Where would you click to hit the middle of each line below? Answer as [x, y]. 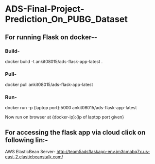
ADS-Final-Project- [45, 9]
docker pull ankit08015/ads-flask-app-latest [49, 85]
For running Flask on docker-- [51, 37]
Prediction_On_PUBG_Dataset [66, 19]
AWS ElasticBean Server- [30, 152]
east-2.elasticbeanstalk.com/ [34, 157]
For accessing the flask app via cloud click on [75, 132]
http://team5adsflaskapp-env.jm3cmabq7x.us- [103, 152]
